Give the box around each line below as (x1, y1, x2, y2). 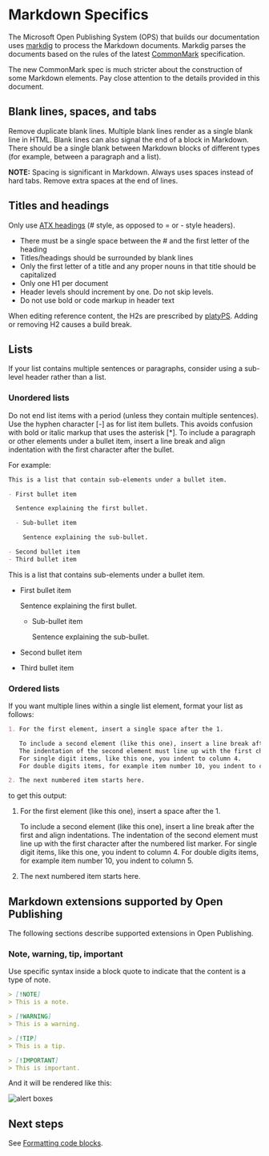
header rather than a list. (25, 373, 106, 382)
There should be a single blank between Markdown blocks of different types (8, 143, 260, 153)
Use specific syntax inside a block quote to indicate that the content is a (8, 967, 246, 977)
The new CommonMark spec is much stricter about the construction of (8, 64, 243, 74)
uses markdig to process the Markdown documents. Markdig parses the (8, 40, 247, 50)
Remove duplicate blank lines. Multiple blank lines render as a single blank (8, 126, 254, 135)
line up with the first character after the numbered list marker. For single (19, 839, 258, 848)
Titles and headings (8, 199, 110, 213)
